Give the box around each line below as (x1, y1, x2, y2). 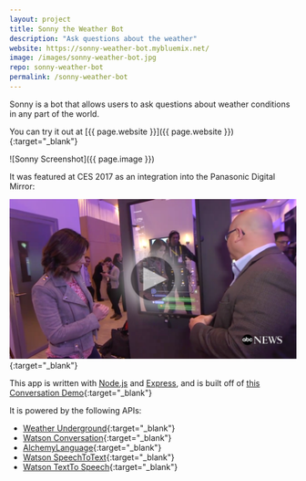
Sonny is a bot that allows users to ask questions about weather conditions (9, 99, 291, 110)
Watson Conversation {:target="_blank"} (22, 433, 172, 444)
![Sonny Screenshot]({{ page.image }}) (9, 153, 155, 164)
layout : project (9, 15, 71, 24)
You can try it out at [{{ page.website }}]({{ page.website (9, 126, 222, 137)
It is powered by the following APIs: (9, 405, 142, 416)
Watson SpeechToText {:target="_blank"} (22, 452, 175, 463)
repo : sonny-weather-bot (9, 63, 104, 72)
